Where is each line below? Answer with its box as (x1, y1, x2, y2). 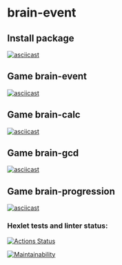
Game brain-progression (7, 185, 116, 197)
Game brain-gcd (7, 147, 79, 159)
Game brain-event (7, 70, 88, 82)
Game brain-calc (7, 109, 81, 121)
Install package (7, 32, 74, 44)
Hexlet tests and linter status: (7, 221, 108, 230)
